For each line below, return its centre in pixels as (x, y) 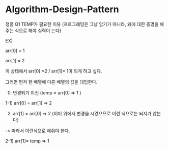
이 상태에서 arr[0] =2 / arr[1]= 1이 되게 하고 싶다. (54, 71)
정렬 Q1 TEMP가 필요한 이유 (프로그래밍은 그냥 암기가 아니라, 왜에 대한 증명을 (82, 24)
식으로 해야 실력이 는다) (38, 30)
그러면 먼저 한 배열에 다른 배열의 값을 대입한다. (51, 82)
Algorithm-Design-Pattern (62, 9)
